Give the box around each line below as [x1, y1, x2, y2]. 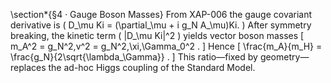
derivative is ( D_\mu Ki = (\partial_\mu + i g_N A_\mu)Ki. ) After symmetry [10, 19, 312, 31]
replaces [10, 62, 47, 73]
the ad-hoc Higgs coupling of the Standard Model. [48, 62, 256, 73]
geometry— [259, 51, 310, 63]
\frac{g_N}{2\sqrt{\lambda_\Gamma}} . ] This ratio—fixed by [10, 51, 258, 63]
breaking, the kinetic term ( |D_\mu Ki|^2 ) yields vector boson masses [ [10, 30, 305, 41]
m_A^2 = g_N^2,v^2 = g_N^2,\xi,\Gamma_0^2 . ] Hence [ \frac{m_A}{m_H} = [10, 40, 323, 52]
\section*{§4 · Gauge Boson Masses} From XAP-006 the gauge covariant [10, 9, 313, 20]
